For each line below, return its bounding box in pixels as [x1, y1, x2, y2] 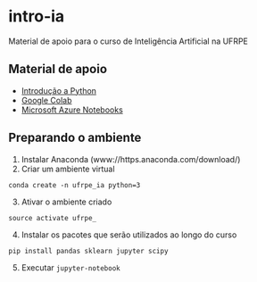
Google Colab [21, 95, 72, 105]
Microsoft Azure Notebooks [21, 104, 124, 115]
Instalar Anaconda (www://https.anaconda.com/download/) [21, 153, 241, 164]
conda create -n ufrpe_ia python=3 [8, 180, 141, 189]
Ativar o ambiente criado [21, 196, 112, 207]
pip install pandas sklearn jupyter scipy [8, 246, 169, 255]
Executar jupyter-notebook [21, 261, 121, 273]
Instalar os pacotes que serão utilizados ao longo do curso [21, 229, 237, 240]
